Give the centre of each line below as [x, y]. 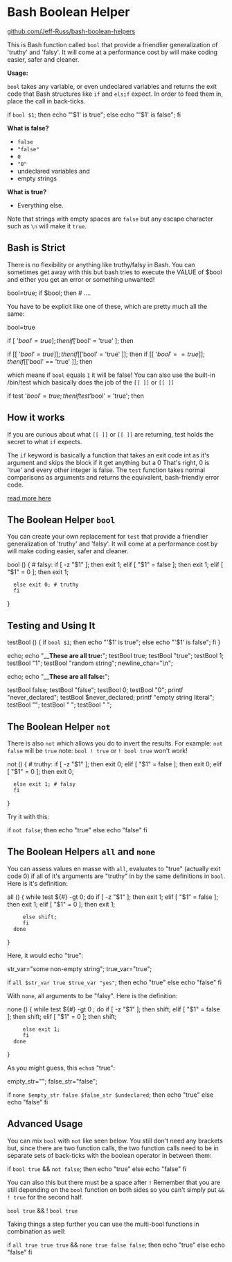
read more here [29, 498]
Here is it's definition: [37, 883]
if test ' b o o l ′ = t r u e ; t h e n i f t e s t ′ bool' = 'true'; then [75, 396]
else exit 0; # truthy [46, 585]
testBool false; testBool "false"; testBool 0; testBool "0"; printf [95, 690]
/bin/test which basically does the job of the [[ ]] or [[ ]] [91, 382]
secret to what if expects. [45, 441]
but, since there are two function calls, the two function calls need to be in [113, 1148]
